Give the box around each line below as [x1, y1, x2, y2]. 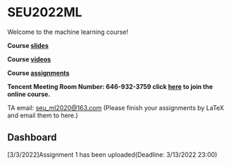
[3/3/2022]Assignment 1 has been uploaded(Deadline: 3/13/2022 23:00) [7, 150, 218, 159]
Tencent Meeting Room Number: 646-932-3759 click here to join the [7, 82, 213, 90]
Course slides [7, 41, 49, 49]
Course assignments [7, 69, 70, 77]
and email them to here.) [7, 111, 79, 119]
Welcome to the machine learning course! [7, 28, 129, 36]
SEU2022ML [7, 4, 82, 20]
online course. [7, 90, 51, 98]
